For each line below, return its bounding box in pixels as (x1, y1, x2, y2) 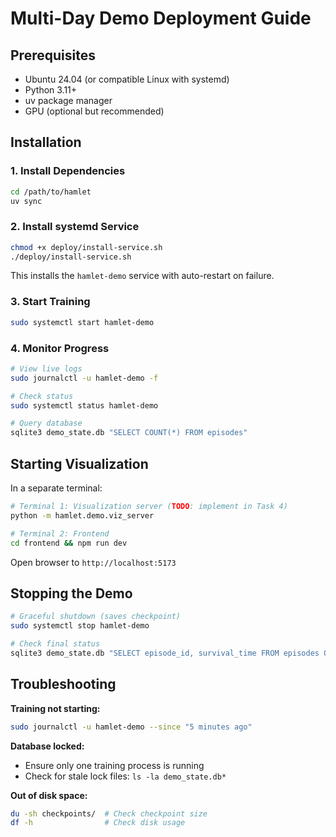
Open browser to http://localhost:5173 (10, 556, 177, 568)
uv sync (10, 196, 43, 206)
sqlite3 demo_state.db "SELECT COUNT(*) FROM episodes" (10, 428, 248, 438)
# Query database (10, 418, 83, 429)
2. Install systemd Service (10, 220, 140, 234)
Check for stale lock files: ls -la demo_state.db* (24, 770, 227, 782)
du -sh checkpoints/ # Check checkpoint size (10, 808, 208, 819)
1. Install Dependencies (10, 164, 126, 178)
